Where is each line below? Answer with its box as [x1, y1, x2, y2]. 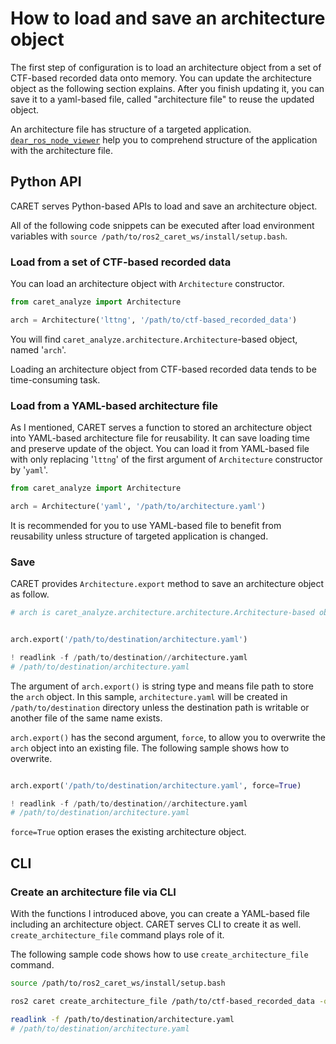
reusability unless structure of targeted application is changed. [10, 530, 269, 542]
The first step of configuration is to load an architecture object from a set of [10, 61, 322, 73]
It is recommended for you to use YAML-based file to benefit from [10, 519, 282, 531]
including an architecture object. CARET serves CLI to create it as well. [10, 918, 302, 930]
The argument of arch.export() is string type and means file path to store [10, 680, 314, 692]
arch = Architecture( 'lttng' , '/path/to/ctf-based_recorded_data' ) [10, 315, 298, 325]
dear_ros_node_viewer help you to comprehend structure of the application [10, 133, 318, 146]
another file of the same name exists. [10, 712, 163, 724]
